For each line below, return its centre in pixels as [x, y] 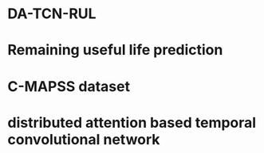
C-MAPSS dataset [69, 86]
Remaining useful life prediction [115, 50]
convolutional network [84, 139]
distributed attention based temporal [132, 122]
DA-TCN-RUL [52, 14]
